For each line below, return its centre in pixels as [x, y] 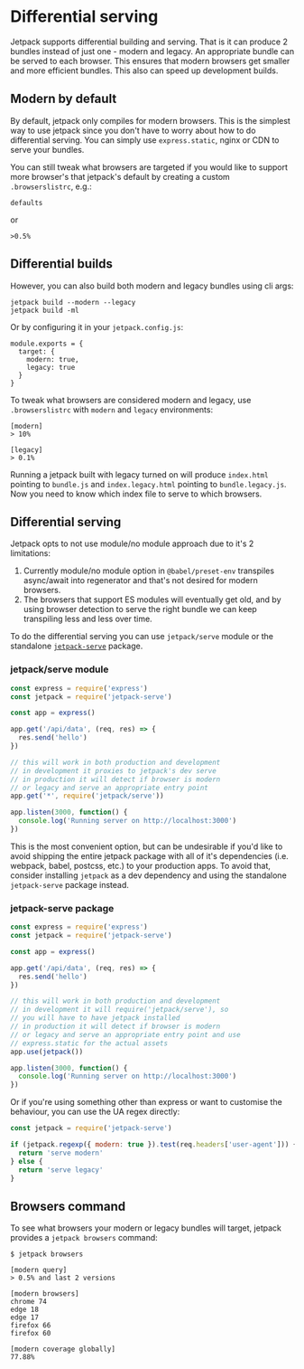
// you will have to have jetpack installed [95, 1018]
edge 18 [25, 1310]
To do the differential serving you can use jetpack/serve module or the [142, 637]
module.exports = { [47, 344]
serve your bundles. [47, 149]
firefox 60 [31, 1334]
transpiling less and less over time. [88, 619]
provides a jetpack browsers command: [84, 1238]
